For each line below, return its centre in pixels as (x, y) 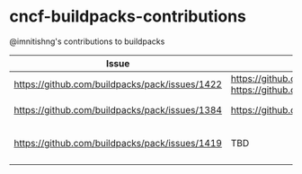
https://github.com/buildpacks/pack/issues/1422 (118, 84)
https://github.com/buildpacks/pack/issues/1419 (118, 144)
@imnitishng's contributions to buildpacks (87, 41)
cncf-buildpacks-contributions (128, 17)
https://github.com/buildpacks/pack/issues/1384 (118, 109)
